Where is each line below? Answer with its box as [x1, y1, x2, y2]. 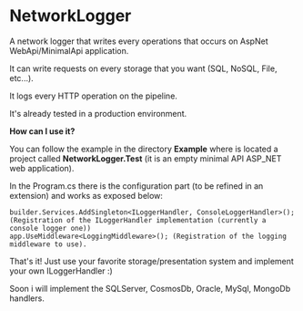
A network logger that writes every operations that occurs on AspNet [9, 36, 268, 47]
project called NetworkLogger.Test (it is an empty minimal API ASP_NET [9, 152, 282, 164]
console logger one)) [9, 223, 92, 233]
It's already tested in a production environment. [9, 108, 187, 119]
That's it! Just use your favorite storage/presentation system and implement [9, 255, 294, 266]
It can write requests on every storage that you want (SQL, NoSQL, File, [9, 63, 278, 74]
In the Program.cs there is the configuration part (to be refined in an [9, 180, 264, 192]
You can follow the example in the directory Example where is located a [9, 143, 279, 154]
